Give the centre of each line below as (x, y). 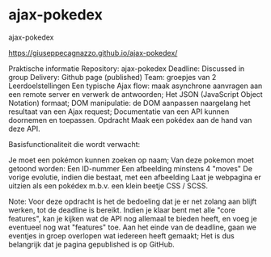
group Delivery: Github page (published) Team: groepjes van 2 (112, 77)
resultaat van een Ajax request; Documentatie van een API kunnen (119, 112)
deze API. (24, 128)
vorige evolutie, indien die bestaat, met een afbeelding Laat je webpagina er (135, 177)
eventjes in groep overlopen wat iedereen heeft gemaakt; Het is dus (121, 235)
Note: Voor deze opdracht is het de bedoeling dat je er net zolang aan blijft (133, 201)
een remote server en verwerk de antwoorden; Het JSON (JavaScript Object (135, 94)
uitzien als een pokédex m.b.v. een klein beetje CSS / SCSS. (108, 185)
